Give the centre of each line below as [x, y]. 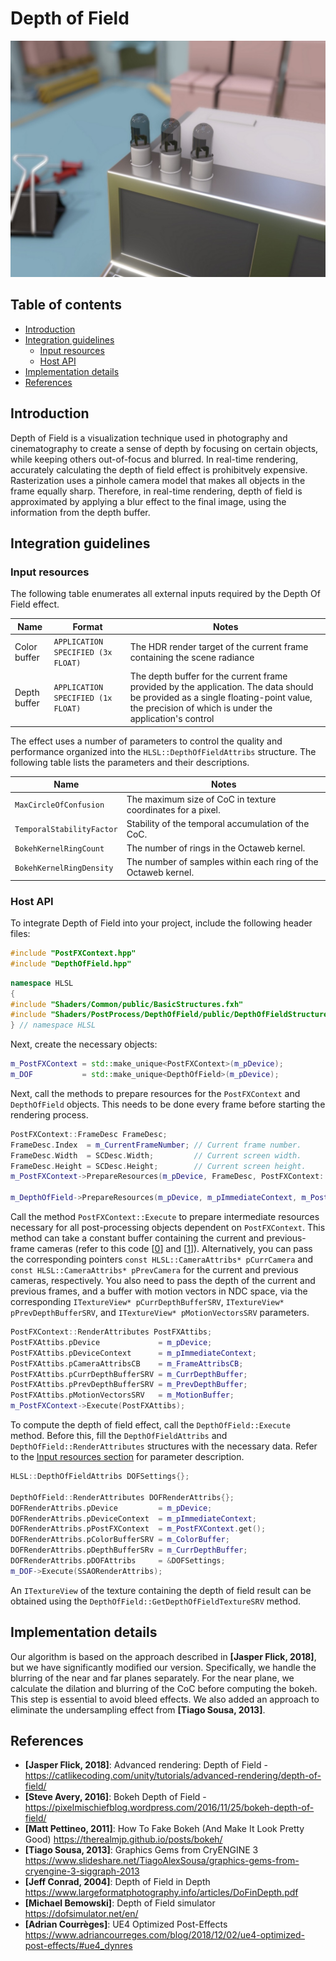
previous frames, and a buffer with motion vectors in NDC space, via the [159, 1291]
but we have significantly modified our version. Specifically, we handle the [163, 1667]
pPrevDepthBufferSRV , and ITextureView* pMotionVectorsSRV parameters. [160, 1313]
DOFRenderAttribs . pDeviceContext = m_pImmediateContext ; [133, 1518]
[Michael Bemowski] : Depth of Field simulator [120, 1903]
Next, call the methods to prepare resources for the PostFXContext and [155, 1093]
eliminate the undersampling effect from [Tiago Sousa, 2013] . [138, 1709]
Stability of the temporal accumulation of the [218, 823]
